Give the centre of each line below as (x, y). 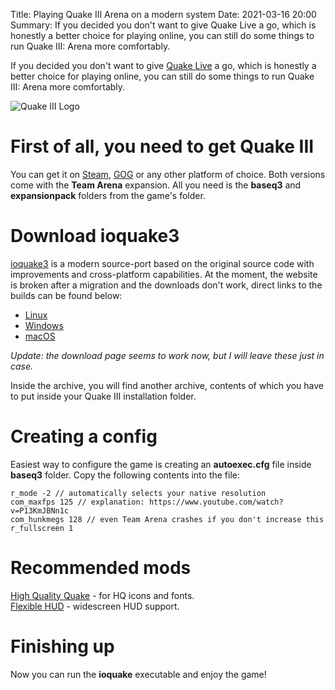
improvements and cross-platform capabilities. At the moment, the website (164, 274)
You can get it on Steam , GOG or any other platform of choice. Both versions (168, 174)
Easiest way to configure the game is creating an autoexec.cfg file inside (161, 464)
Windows (44, 325)
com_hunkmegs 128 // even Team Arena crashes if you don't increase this (167, 519)
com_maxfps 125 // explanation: (77, 502)
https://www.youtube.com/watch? (216, 502)
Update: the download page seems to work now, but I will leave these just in (167, 355)
